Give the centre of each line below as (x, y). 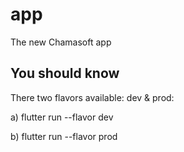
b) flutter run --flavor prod (64, 136)
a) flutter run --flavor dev (62, 117)
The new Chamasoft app (61, 42)
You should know (65, 73)
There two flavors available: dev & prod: (92, 97)
